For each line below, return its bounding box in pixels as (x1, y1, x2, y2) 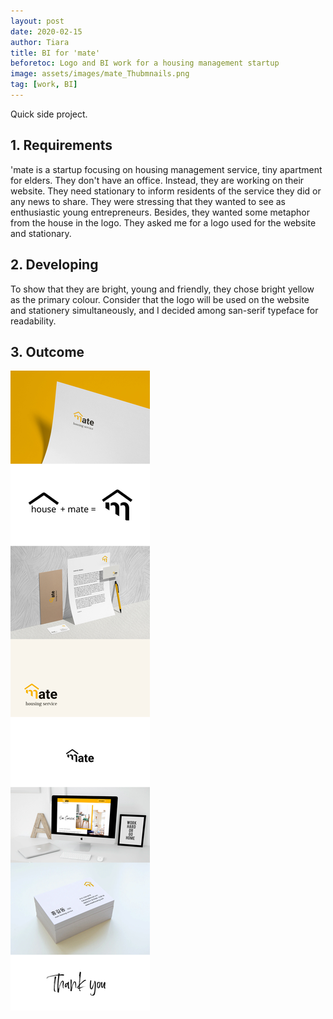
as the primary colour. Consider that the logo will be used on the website (10, 293, 310, 305)
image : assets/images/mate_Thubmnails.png (10, 69, 190, 79)
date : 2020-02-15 (10, 26, 83, 37)
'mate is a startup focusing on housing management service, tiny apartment (10, 163, 323, 175)
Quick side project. (10, 108, 88, 120)
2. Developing (10, 256, 99, 274)
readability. (10, 315, 57, 327)
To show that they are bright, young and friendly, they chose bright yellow (10, 283, 315, 295)
